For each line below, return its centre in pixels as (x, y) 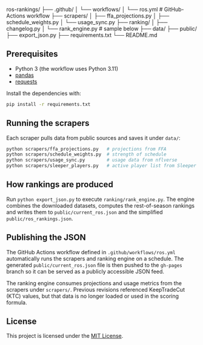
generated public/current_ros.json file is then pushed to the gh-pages (95, 265)
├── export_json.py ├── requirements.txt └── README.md (82, 35)
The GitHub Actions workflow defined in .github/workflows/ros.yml (91, 252)
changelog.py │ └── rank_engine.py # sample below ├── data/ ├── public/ (102, 28)
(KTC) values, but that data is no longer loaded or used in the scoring (93, 296)
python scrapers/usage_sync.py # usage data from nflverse (92, 160)
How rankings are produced (60, 185)
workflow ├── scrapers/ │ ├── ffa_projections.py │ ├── (98, 16)
